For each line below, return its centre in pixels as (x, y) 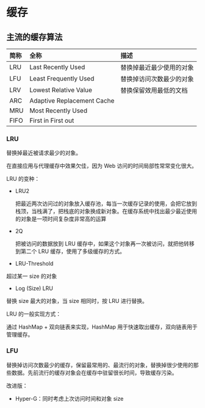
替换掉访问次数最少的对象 (157, 79)
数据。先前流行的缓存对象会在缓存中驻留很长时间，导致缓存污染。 (94, 373)
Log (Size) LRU (34, 288)
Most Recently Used (58, 111)
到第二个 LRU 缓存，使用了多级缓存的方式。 (70, 252)
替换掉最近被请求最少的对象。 (44, 153)
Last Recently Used (57, 67)
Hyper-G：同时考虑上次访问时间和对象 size (69, 398)
